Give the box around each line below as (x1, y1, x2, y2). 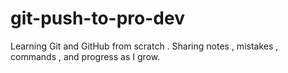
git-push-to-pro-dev (10, 7, 185, 30)
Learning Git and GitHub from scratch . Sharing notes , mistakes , (10, 40, 279, 52)
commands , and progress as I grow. (10, 50, 161, 62)
